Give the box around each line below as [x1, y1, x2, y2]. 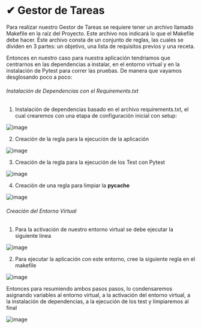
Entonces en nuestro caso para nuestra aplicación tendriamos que [6, 54, 171, 61]
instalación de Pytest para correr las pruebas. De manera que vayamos [6, 67, 182, 74]
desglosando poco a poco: [6, 73, 73, 80]
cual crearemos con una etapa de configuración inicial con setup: [14, 112, 177, 119]
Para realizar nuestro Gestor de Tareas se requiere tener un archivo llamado [6, 23, 194, 31]
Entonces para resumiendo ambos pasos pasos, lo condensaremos [6, 285, 173, 292]
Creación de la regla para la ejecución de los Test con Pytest [14, 158, 165, 166]
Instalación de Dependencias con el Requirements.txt [6, 87, 139, 94]
